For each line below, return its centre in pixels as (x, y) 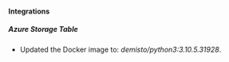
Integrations (29, 11)
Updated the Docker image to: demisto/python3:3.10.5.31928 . (120, 49)
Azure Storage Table (43, 29)
